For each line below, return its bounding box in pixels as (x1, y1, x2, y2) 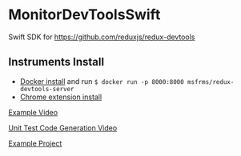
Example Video (8, 107, 58, 117)
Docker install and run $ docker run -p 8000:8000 (19, 76, 184, 86)
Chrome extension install (19, 92, 102, 102)
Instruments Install (8, 55, 105, 69)
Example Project (8, 138, 62, 148)
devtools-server (19, 85, 74, 93)
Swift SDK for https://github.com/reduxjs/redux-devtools (8, 32, 195, 42)
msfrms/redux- (187, 78, 235, 86)
